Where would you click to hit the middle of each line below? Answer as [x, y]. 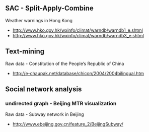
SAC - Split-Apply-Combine [50, 8]
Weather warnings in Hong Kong [39, 20]
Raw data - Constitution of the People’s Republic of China [65, 63]
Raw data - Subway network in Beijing [45, 114]
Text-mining [25, 52]
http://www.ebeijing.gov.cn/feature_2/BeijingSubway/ [68, 124]
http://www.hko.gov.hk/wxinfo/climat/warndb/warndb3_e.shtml [78, 35]
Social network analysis [44, 89]
